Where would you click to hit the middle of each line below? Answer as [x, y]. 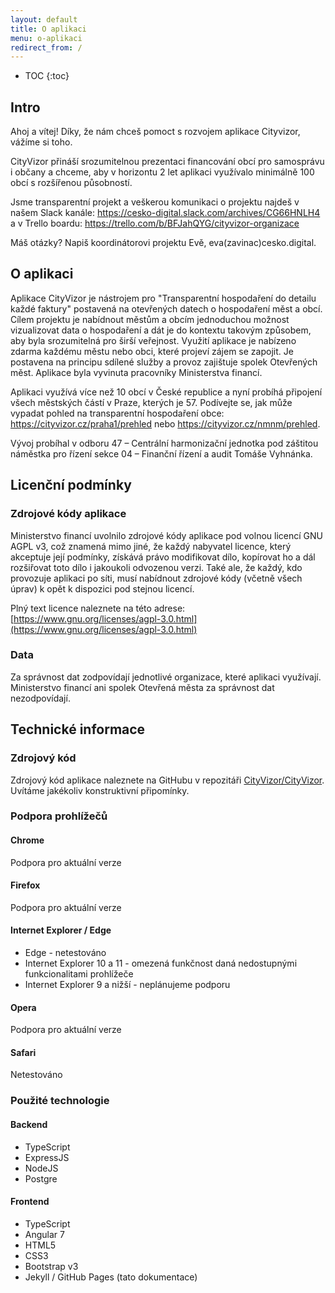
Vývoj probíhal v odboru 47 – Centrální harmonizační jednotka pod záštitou [164, 443]
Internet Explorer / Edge [61, 930]
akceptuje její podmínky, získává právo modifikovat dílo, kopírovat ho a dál [163, 557]
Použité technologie [60, 1101]
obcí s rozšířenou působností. [71, 183]
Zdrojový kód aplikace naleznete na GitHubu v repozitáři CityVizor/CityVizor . [167, 780]
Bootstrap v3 [51, 1266]
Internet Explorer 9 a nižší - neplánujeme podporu [127, 985]
